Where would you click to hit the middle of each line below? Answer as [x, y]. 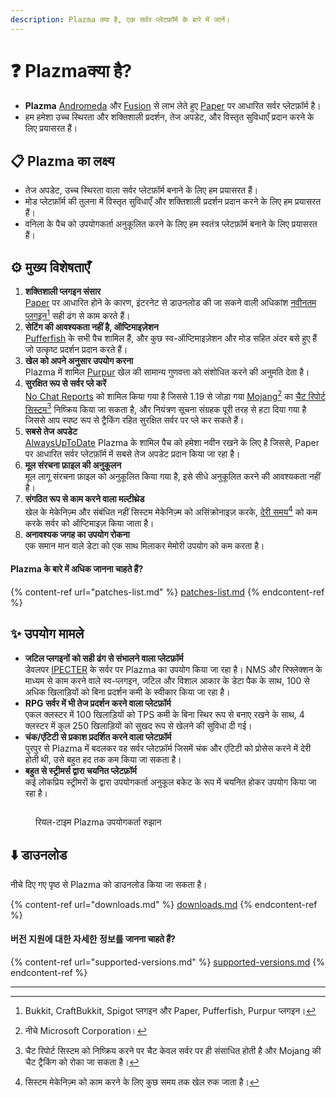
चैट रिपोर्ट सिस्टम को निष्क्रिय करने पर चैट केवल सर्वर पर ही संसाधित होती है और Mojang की [173, 1050]
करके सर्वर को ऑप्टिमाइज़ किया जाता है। [89, 523]
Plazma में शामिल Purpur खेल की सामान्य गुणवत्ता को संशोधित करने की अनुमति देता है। [167, 372]
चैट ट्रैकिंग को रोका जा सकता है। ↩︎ [82, 1062]
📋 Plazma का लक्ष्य [62, 161]
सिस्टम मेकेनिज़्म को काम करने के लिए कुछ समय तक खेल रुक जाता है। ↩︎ [142, 1082]
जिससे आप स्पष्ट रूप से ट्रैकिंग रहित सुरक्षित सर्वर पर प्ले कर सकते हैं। [134, 420]
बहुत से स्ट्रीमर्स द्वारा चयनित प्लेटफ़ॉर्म [80, 770]
